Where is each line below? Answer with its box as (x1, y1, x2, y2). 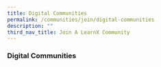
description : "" (7, 22, 53, 29)
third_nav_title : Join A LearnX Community (7, 28, 130, 36)
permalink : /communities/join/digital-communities (7, 16, 155, 23)
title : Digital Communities (7, 9, 88, 17)
